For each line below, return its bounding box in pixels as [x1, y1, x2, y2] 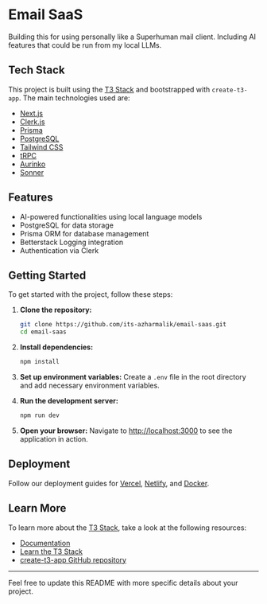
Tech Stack [8, 64, 65, 77]
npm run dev [19, 411, 60, 419]
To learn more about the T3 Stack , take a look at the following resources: [8, 523, 247, 532]
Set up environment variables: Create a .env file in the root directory [19, 372, 246, 381]
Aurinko [19, 159, 46, 169]
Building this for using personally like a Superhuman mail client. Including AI [8, 32, 257, 41]
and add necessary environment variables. [19, 380, 161, 390]
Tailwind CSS [19, 142, 64, 152]
